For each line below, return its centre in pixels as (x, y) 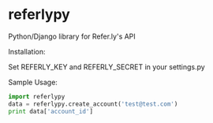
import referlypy (37, 96)
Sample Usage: (33, 82)
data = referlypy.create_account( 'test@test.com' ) (93, 104)
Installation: (27, 51)
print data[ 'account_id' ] (50, 111)
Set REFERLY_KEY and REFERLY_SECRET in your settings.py (106, 67)
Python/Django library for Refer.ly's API (72, 36)
